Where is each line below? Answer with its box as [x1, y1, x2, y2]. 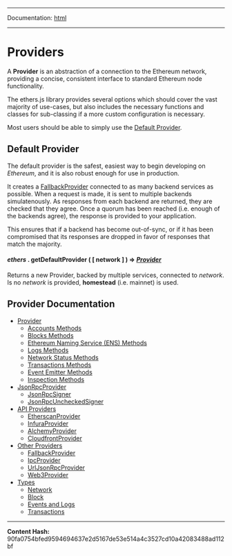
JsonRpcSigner [27, 390, 71, 398]
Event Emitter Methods [27, 367, 93, 376]
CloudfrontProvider [27, 434, 83, 442]
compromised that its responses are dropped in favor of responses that [7, 232, 211, 240]
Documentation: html [7, 14, 67, 21]
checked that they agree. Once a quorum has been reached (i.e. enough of [7, 204, 220, 213]
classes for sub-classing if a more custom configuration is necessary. [7, 110, 206, 118]
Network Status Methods [27, 353, 99, 361]
